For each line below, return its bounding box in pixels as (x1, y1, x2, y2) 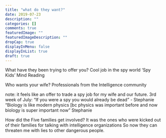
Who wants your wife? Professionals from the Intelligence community (5, 82, 147, 88)
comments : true (5, 26, 37, 31)
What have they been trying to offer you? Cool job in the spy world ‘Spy (5, 67, 151, 73)
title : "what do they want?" (5, 7, 65, 12)
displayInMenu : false (5, 44, 50, 49)
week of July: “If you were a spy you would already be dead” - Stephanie (5, 97, 155, 103)
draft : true (5, 53, 30, 59)
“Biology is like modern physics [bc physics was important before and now (5, 102, 158, 108)
